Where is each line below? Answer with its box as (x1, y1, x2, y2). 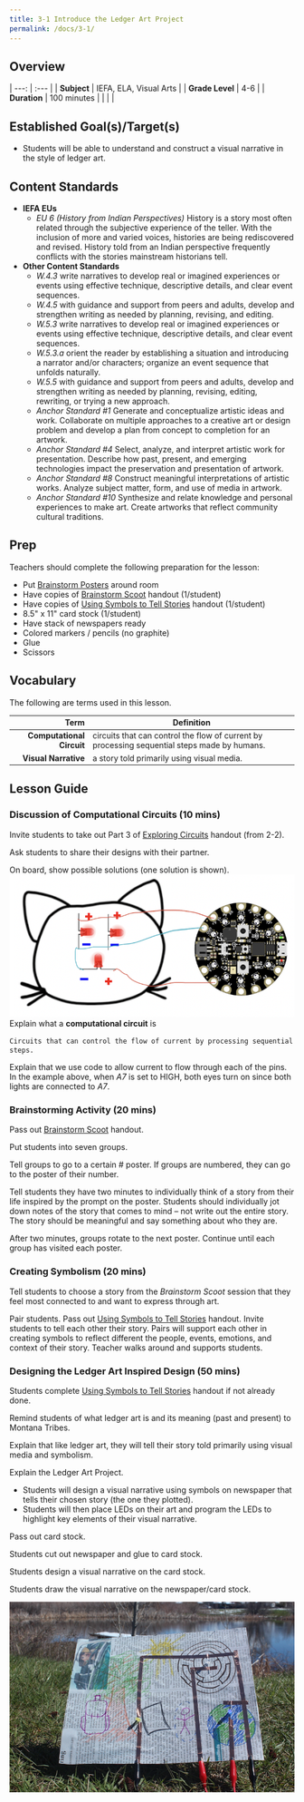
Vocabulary (9, 673, 77, 688)
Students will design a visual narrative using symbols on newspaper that (22, 1485, 292, 1495)
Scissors (22, 647, 56, 657)
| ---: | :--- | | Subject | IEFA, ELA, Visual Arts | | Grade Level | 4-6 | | (9, 83, 265, 94)
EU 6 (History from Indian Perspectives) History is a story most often (35, 212, 292, 223)
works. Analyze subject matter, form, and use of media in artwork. (35, 482, 282, 493)
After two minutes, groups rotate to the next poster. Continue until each (9, 1233, 275, 1244)
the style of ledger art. (22, 152, 106, 163)
